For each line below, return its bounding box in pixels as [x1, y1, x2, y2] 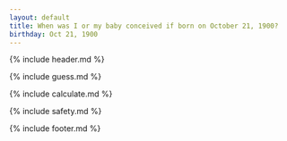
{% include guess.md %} [9, 71, 101, 82]
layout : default [9, 12, 70, 22]
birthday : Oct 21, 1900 [9, 29, 99, 38]
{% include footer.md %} [9, 123, 101, 134]
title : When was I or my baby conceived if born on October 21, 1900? [9, 21, 279, 30]
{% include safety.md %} [9, 106, 102, 117]
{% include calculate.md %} [9, 88, 113, 99]
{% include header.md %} [9, 54, 105, 65]
